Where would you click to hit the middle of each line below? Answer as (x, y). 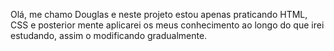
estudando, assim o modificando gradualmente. (109, 35)
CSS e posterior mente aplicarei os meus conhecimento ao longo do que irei (167, 25)
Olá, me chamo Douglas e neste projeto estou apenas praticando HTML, (159, 14)
